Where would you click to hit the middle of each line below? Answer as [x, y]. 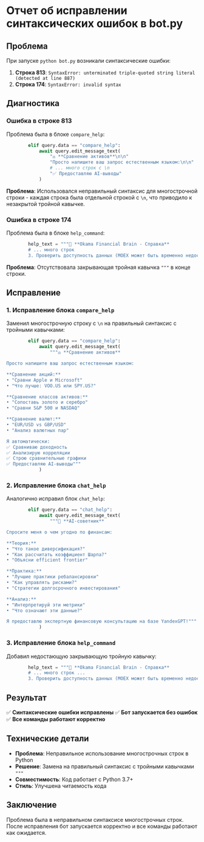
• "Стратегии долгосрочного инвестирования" [63, 588]
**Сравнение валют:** [34, 419]
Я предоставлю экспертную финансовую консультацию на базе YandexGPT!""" [102, 622]
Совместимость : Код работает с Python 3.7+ [74, 779]
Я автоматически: [28, 441]
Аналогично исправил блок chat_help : [56, 499]
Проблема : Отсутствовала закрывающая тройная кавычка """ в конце [98, 267]
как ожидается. [26, 832]
